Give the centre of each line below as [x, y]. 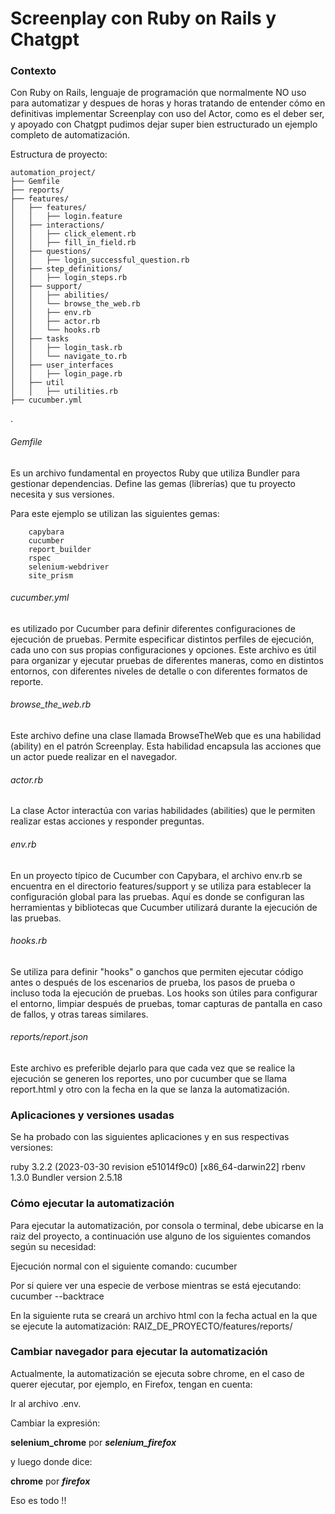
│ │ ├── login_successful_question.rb [100, 260]
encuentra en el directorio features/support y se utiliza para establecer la [161, 886]
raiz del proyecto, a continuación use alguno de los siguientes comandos [161, 1236]
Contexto [33, 71]
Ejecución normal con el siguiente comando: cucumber [124, 1266]
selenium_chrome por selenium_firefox [93, 1442]
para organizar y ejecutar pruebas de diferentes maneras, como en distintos [167, 660]
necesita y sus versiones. [62, 494]
